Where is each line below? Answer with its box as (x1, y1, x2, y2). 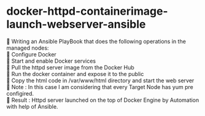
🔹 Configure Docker (6, 50, 56, 58)
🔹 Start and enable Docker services (6, 57, 96, 64)
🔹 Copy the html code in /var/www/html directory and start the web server (6, 77, 195, 84)
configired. (6, 90, 34, 97)
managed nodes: (6, 44, 49, 52)
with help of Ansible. (6, 102, 58, 110)
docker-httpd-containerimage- (6, 4, 168, 18)
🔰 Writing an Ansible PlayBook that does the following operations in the (6, 37, 186, 45)
